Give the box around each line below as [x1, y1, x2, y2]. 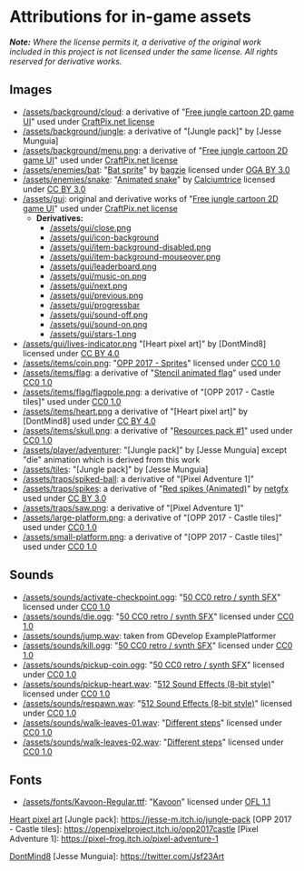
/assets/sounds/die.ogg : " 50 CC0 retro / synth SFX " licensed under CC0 [22, 611, 295, 622]
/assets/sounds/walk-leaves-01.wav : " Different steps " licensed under [22, 716, 283, 728]
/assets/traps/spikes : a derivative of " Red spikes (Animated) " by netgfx [22, 483, 289, 494]
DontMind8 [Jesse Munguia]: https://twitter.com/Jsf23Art [9, 851, 225, 862]
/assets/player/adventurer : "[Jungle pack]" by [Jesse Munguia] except [22, 444, 288, 456]
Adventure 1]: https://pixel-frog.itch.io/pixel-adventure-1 [9, 834, 220, 845]
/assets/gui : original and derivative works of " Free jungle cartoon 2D [22, 193, 279, 204]
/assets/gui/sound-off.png [49, 309, 148, 320]
